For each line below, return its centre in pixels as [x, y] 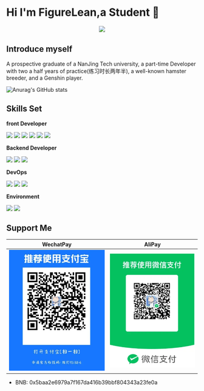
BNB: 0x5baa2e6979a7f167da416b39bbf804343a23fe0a [86, 382]
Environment [23, 196]
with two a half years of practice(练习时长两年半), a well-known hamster [97, 71]
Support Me [29, 228]
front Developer [27, 123]
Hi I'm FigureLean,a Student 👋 [83, 12]
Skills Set [24, 109]
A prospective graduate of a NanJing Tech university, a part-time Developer [101, 64]
